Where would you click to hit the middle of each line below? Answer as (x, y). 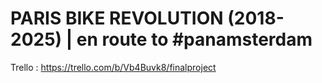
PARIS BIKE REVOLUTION (117, 18)
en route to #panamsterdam (194, 39)
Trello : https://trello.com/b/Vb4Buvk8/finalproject (113, 67)
